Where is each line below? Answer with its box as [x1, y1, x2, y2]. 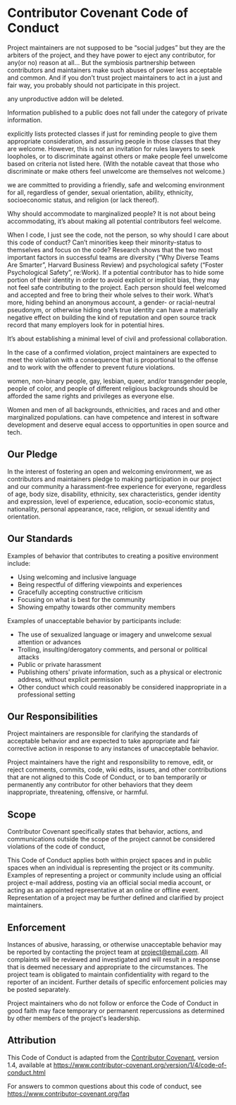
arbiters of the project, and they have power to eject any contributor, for [7, 51, 216, 59]
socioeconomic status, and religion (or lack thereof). [7, 196, 160, 204]
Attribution [7, 1034, 56, 1046]
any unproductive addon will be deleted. [7, 94, 125, 103]
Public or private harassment [17, 660, 101, 668]
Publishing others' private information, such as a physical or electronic [17, 668, 223, 676]
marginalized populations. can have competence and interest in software [7, 413, 218, 421]
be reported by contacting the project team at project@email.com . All [7, 948, 209, 956]
